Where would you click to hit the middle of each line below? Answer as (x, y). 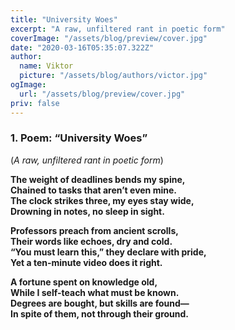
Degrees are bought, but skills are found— (100, 303)
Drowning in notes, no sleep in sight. (87, 211)
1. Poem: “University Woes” (79, 138)
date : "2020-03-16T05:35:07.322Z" (82, 47)
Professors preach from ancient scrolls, (94, 230)
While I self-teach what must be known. (95, 292)
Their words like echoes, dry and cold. (91, 241)
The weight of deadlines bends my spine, (98, 179)
